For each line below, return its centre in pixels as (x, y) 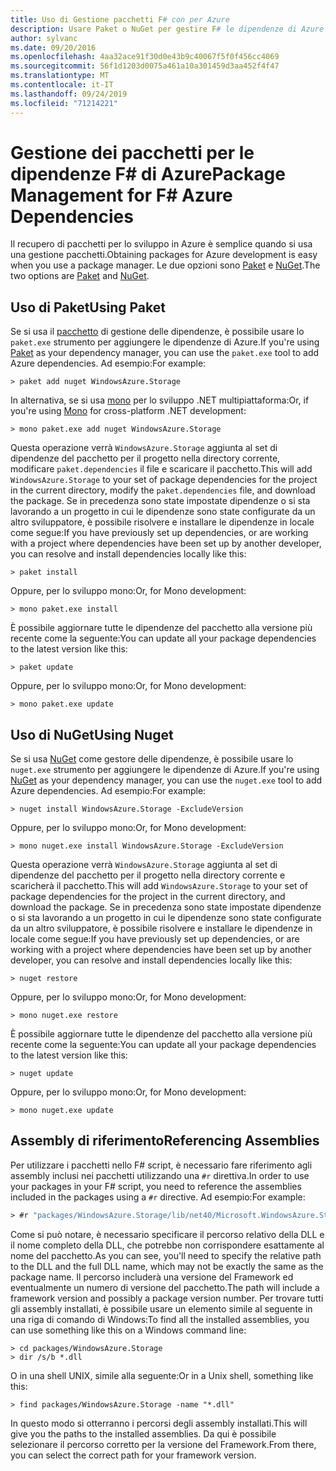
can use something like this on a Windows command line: (128, 1330)
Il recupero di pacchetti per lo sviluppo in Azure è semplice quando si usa (161, 244)
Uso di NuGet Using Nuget (92, 734)
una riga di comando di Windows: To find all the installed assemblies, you (160, 1319)
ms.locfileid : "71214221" (64, 103)
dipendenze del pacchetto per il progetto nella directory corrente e (148, 875)
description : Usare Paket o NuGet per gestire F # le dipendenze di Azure (167, 29)
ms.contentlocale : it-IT (62, 85)
